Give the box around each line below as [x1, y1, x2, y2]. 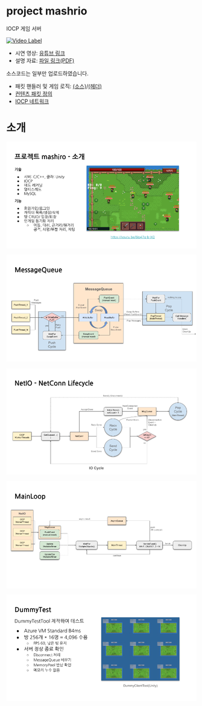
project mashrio [6, 4, 87, 18]
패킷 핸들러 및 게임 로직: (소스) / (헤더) [14, 83, 103, 90]
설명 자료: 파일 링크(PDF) [14, 57, 75, 64]
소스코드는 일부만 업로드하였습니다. [6, 69, 89, 77]
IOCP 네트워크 [14, 98, 49, 105]
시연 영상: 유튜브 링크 [14, 49, 65, 57]
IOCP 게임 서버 [6, 25, 42, 32]
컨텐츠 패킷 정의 [14, 90, 52, 97]
